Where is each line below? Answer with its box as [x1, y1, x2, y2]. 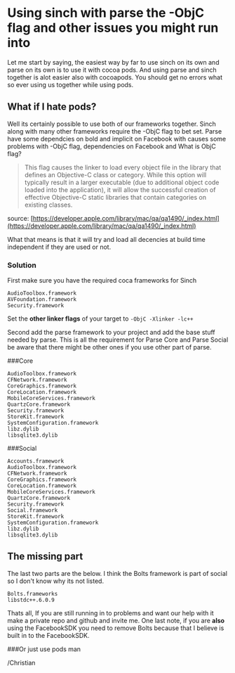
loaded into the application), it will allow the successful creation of [24, 185, 216, 194]
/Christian [7, 658, 36, 667]
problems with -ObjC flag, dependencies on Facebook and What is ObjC [7, 142, 216, 150]
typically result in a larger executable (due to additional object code [24, 178, 220, 186]
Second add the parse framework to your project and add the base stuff [7, 328, 215, 337]
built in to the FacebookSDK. [7, 631, 90, 639]
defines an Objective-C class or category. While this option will [24, 170, 207, 179]
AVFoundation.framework [7, 296, 77, 303]
